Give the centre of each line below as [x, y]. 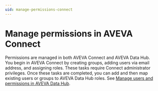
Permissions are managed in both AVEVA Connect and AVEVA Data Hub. [78, 57]
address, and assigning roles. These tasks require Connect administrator [78, 68]
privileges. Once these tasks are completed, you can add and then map [77, 73]
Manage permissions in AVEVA [69, 33]
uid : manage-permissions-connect [39, 9]
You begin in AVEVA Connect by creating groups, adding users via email [77, 63]
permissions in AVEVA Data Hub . [38, 83]
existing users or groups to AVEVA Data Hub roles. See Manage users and [79, 78]
